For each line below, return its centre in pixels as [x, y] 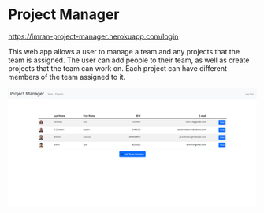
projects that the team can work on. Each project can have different [117, 68]
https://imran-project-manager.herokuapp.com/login [93, 36]
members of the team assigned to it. [67, 77]
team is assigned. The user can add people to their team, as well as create [129, 60]
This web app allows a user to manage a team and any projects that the [124, 51]
